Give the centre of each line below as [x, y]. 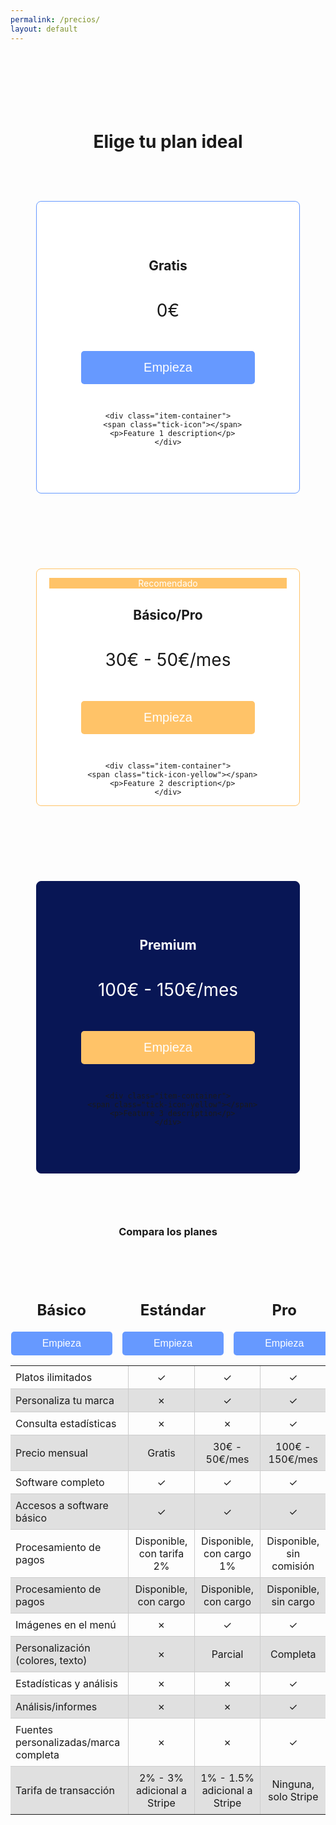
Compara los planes [168, 1231]
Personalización [53, 1648]
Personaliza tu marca [65, 1401]
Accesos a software [62, 1506]
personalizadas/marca [68, 1743]
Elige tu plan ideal [168, 141]
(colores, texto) [51, 1661]
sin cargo [293, 1602]
